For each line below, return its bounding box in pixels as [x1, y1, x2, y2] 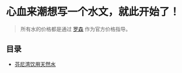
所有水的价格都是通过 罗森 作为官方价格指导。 [20, 25, 131, 32]
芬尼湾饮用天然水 [14, 60, 56, 67]
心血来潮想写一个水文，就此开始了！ [6, 5, 180, 19]
